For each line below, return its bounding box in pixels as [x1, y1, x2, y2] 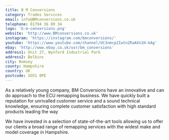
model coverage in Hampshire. [5, 129, 69, 135]
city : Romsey [5, 59, 33, 64]
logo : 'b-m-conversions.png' [5, 26, 67, 31]
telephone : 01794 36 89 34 [5, 21, 62, 27]
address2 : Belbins [5, 54, 44, 60]
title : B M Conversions [5, 7, 56, 13]
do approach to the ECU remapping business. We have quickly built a [5, 92, 150, 99]
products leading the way [5, 108, 58, 114]
